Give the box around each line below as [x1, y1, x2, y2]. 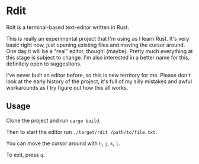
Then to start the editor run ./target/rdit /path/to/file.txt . [6, 128, 158, 135]
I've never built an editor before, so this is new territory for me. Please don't [6, 71, 191, 78]
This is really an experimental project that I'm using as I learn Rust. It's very [6, 35, 190, 42]
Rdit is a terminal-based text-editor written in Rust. [6, 24, 129, 31]
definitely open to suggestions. [6, 60, 82, 67]
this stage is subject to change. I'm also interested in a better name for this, [6, 54, 190, 61]
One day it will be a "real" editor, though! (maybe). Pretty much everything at [6, 47, 193, 54]
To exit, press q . [6, 151, 45, 158]
